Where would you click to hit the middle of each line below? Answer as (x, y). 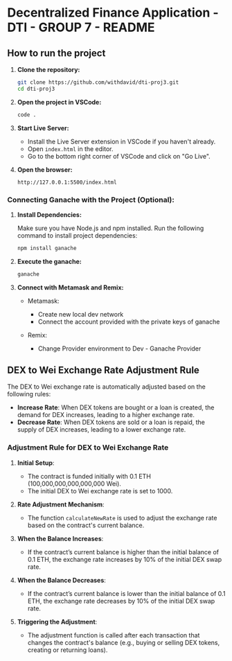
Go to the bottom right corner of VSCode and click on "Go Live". (119, 156)
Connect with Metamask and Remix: (70, 287)
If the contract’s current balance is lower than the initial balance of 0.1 (126, 593)
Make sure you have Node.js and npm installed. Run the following (110, 228)
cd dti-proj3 (36, 89)
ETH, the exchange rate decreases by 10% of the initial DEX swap (121, 601)
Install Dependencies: (49, 214)
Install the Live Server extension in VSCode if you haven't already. (122, 141)
